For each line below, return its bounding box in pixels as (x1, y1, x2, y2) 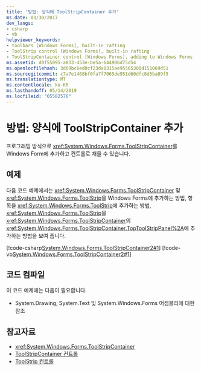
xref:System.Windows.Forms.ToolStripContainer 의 (6, 217, 131, 224)
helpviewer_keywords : (6, 37, 61, 43)
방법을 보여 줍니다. (22, 232, 66, 239)
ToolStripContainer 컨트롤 (14, 350, 78, 358)
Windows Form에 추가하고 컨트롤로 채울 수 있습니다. (6, 149, 131, 157)
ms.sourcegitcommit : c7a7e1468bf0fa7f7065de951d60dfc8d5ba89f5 (6, 71, 169, 77)
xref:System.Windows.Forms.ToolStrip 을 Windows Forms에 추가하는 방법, (6, 194, 187, 202)
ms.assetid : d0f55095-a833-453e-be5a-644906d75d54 (6, 59, 136, 65)
